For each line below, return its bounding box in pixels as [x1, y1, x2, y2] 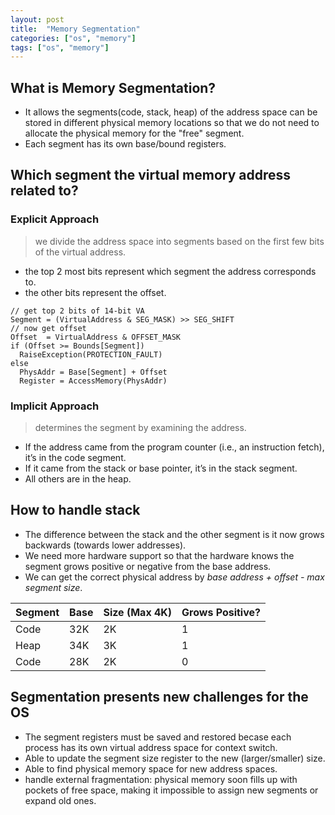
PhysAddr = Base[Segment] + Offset [19, 367, 168, 377]
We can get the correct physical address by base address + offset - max [24, 571, 325, 583]
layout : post [10, 14, 65, 25]
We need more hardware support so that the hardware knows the [24, 549, 295, 561]
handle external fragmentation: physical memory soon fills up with [24, 773, 298, 785]
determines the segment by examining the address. [34, 422, 247, 434]
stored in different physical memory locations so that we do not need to [24, 117, 320, 129]
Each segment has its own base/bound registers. [24, 138, 227, 150]
